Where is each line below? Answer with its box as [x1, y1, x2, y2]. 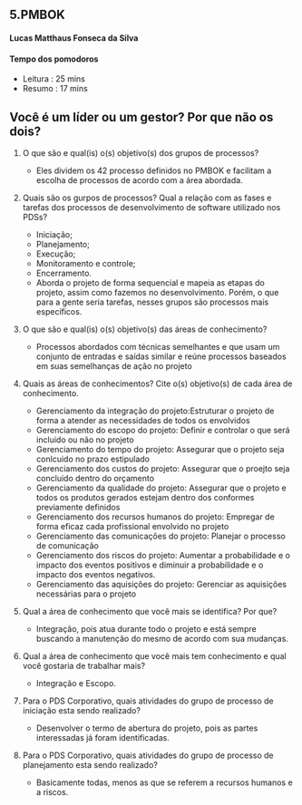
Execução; [35, 248, 76, 259]
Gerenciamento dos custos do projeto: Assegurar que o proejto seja [35, 463, 290, 474]
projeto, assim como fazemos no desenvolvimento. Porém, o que [35, 287, 279, 297]
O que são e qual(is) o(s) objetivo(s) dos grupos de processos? [22, 148, 259, 158]
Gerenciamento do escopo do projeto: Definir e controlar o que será [35, 425, 290, 435]
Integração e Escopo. [35, 678, 116, 688]
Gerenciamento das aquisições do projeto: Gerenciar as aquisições [35, 579, 287, 589]
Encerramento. [35, 267, 93, 278]
